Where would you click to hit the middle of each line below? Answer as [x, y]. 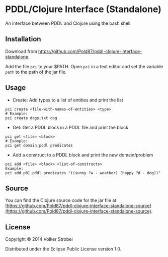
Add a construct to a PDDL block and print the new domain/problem [83, 155]
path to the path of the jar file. [36, 72]
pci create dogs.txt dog [31, 118]
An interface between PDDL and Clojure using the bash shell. [68, 23]
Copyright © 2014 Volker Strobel [39, 239]
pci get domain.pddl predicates [39, 145]
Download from [21, 51]
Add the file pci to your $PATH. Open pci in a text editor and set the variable [84, 66]
